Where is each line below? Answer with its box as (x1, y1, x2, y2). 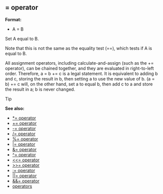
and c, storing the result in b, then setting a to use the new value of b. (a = (5, 76, 155, 81)
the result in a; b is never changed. (5, 86, 75, 92)
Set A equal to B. (5, 36, 39, 41)
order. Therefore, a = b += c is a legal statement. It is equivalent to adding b (5, 71, 158, 77)
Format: (5, 16, 22, 22)
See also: (5, 105, 25, 111)
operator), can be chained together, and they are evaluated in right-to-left (5, 65, 154, 71)
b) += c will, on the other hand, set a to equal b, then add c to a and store (5, 81, 153, 87)
